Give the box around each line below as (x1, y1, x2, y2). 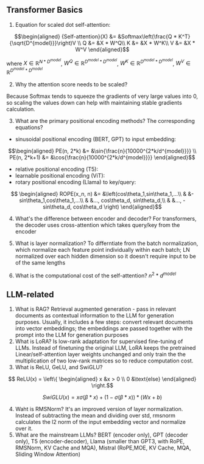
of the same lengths (15, 258, 66, 266)
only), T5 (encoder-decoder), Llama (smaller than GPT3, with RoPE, (15, 438, 185, 445)
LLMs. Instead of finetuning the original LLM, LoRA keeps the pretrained (15, 344, 196, 351)
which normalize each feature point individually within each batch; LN (15, 246, 191, 253)
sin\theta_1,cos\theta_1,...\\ (19, 196, 84, 204)
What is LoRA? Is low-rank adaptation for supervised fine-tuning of (15, 338, 183, 345)
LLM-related (6, 289, 54, 300)
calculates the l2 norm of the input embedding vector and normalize (15, 418, 186, 426)
